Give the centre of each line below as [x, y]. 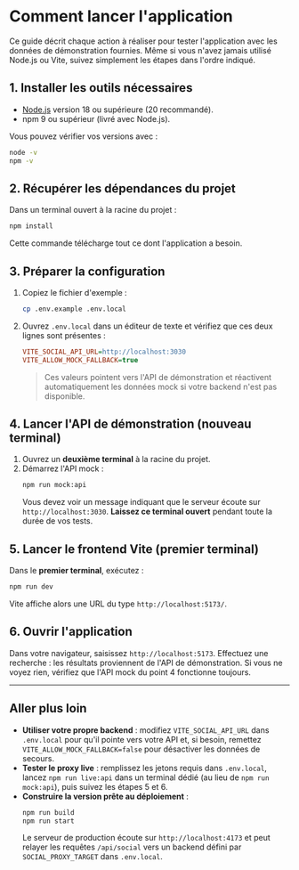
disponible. [65, 396]
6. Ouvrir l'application [71, 632]
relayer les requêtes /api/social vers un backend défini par [132, 847]
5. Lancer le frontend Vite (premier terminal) [134, 549]
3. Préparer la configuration [87, 271]
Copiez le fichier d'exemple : [74, 293]
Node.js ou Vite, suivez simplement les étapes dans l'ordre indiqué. [133, 60]
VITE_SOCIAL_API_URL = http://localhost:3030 [104, 352]
